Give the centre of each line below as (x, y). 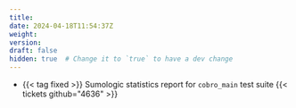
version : (25, 42)
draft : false (33, 51)
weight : (24, 34)
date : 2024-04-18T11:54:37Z (62, 26)
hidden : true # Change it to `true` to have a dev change (121, 59)
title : (21, 17)
